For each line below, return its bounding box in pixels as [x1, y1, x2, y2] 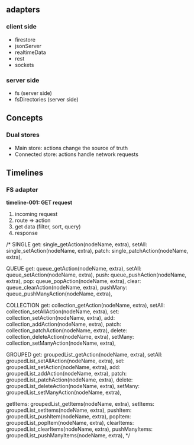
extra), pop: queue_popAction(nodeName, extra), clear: [6, 278, 141, 285]
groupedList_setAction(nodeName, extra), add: [6, 364, 121, 371]
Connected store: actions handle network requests [14, 151, 139, 158]
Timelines [6, 168, 44, 178]
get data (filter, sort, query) [14, 223, 81, 230]
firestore [14, 36, 35, 43]
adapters [6, 5, 40, 15]
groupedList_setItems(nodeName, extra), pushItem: [6, 406, 132, 414]
